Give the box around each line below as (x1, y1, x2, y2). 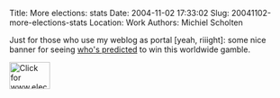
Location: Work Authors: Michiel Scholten (89, 17, 243, 28)
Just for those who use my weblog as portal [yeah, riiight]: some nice (9, 35, 266, 45)
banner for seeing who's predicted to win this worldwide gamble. (9, 44, 250, 55)
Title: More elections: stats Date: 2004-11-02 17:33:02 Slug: (9, 8, 230, 18)
